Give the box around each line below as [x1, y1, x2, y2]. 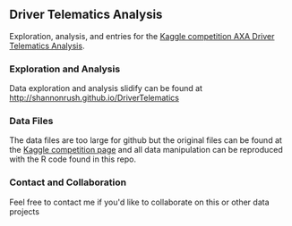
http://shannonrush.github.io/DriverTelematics [9, 93, 179, 104]
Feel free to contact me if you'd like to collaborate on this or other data [9, 197, 271, 207]
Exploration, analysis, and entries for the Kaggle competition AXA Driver [9, 30, 275, 41]
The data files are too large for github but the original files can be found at [9, 135, 282, 146]
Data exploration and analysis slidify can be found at [9, 83, 203, 94]
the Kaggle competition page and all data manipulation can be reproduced [9, 145, 284, 155]
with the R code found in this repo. [9, 154, 137, 164]
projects [9, 205, 40, 217]
